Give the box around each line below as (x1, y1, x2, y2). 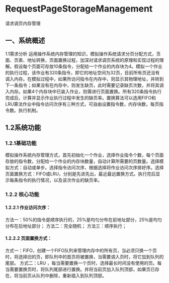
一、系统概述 (5, 36, 45, 45)
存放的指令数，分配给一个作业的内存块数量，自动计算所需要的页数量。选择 (5, 158, 159, 164)
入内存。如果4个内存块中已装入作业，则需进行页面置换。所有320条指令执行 (5, 88, 162, 95)
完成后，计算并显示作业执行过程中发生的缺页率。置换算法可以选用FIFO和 (5, 95, 156, 101)
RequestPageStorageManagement (5, 3, 153, 15)
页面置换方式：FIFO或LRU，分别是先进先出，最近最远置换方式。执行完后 (5, 171, 156, 177)
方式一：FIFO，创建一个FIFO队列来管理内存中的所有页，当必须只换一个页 (5, 247, 157, 253)
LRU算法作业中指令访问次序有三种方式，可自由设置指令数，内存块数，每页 (5, 101, 159, 107)
